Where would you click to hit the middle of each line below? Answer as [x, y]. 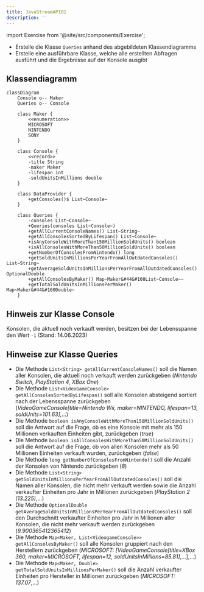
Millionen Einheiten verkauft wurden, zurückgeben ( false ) [87, 453]
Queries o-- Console [43, 104]
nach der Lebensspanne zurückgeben [63, 401]
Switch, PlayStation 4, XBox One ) [57, 382]
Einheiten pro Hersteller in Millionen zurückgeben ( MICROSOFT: [95, 576]
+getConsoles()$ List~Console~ [68, 199]
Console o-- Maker [40, 98]
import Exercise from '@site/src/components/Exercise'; [76, 35]
